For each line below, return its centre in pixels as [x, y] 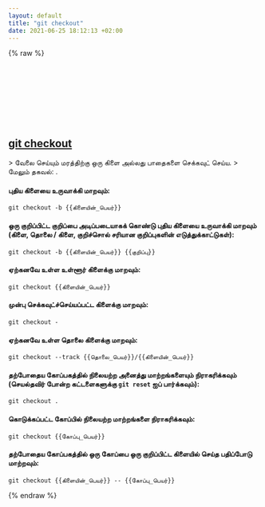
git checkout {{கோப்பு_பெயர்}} [57, 437]
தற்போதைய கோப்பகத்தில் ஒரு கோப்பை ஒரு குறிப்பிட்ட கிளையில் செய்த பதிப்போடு [131, 454]
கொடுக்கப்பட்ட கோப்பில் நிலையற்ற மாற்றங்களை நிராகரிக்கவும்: [102, 419]
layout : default [35, 16]
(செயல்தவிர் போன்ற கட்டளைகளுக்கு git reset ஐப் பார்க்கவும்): [104, 384]
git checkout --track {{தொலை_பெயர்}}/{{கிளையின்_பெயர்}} [101, 357]
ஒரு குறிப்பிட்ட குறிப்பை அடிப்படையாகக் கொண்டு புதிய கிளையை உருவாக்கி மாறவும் [132, 226]
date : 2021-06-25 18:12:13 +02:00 [66, 30]
